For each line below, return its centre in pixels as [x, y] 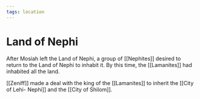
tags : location [25, 12]
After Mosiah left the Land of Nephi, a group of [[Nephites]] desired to [94, 59]
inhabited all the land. [33, 71]
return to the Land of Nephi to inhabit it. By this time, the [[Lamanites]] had [99, 65]
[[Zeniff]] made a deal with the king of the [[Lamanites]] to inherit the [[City [100, 83]
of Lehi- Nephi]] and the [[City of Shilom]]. [59, 89]
